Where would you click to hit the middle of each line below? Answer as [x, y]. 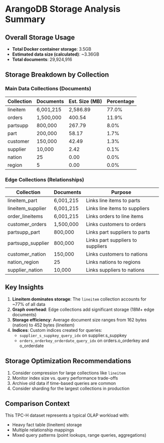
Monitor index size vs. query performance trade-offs [65, 378]
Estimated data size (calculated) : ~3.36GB [56, 54]
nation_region [23, 262]
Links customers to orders [116, 224]
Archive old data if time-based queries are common [64, 383]
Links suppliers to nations [115, 270]
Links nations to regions [113, 262]
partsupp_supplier [28, 243]
